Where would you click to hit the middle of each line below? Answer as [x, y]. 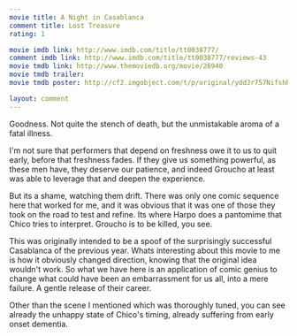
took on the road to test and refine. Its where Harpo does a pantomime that [146, 214]
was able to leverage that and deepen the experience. [107, 179]
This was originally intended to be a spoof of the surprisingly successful [141, 241]
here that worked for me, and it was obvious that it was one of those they [142, 205]
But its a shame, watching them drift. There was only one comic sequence [144, 195]
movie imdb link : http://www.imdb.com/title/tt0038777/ [114, 50]
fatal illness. [31, 133]
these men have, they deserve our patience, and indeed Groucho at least [142, 169]
